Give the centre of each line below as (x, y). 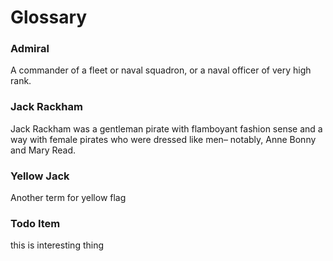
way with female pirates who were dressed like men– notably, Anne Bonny (163, 139)
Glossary (49, 17)
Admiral (30, 49)
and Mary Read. (43, 150)
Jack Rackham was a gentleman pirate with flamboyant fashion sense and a (166, 128)
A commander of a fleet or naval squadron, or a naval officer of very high (161, 70)
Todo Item (35, 223)
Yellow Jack (40, 176)
